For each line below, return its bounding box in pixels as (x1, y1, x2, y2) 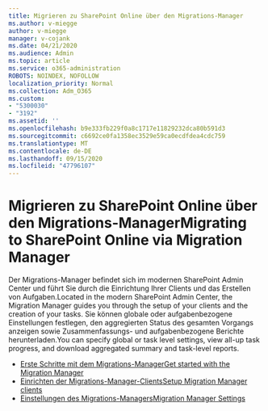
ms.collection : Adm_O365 (8, 86, 92, 95)
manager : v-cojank (8, 34, 70, 43)
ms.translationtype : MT (8, 139, 89, 148)
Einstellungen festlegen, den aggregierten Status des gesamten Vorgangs (8, 318, 254, 328)
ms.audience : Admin (8, 49, 74, 57)
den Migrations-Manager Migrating (8, 214, 248, 233)
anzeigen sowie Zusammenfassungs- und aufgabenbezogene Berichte (8, 326, 245, 336)
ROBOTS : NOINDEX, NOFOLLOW (8, 72, 99, 80)
